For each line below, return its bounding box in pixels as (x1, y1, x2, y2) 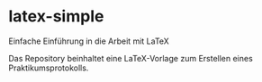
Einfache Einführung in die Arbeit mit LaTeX (8, 36, 170, 46)
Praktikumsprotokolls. (8, 62, 89, 73)
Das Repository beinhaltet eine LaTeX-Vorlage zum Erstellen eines (8, 53, 253, 63)
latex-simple (8, 6, 104, 27)
